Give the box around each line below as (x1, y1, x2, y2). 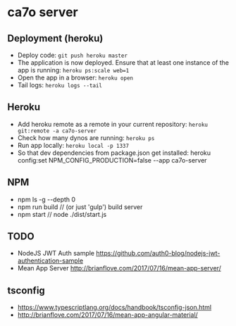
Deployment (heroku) (7, 32, 104, 44)
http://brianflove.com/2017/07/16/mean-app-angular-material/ (17, 311, 199, 319)
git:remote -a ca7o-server (17, 127, 97, 134)
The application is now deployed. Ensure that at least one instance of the (17, 58, 230, 67)
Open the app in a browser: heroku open (17, 73, 134, 82)
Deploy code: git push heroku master (17, 51, 128, 59)
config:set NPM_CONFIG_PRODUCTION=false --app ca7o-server (17, 156, 207, 164)
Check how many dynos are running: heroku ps (17, 133, 155, 142)
